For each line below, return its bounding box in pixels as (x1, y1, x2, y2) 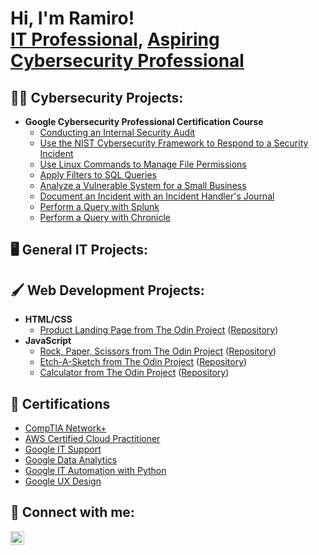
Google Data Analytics (24, 454, 118, 466)
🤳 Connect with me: (10, 504, 135, 521)
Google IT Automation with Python (24, 465, 167, 477)
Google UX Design (24, 475, 102, 487)
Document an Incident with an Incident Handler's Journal (39, 190, 275, 202)
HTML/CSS (24, 313, 73, 326)
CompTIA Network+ (24, 422, 107, 434)
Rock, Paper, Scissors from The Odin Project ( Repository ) (39, 345, 277, 357)
